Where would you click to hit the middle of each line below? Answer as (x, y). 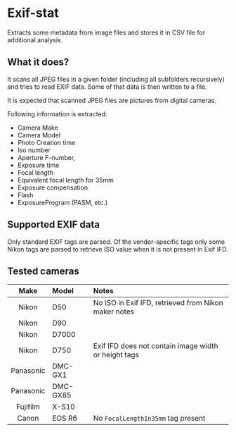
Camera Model (39, 135)
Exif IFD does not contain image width (156, 346)
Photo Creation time (46, 142)
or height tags (116, 355)
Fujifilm (28, 407)
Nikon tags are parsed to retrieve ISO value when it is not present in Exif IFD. (118, 249)
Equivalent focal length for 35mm (66, 180)
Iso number (34, 150)
